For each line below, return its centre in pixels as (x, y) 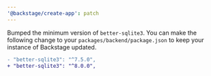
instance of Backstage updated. (52, 47)
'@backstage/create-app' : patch (53, 13)
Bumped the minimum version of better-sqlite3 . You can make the (102, 33)
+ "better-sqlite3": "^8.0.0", (52, 66)
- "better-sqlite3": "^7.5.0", (52, 59)
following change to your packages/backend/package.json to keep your (106, 40)
